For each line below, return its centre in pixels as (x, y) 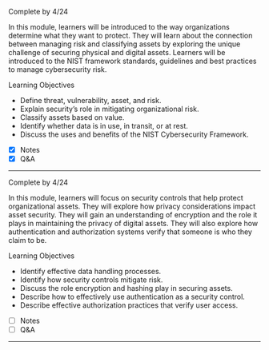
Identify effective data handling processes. (90, 272)
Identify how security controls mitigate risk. (91, 280)
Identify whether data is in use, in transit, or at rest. (104, 126)
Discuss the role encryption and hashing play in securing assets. (126, 288)
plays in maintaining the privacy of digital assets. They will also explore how (133, 224)
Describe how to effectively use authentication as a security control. (132, 297)
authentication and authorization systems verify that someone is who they (130, 232)
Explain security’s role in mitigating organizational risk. (109, 109)
